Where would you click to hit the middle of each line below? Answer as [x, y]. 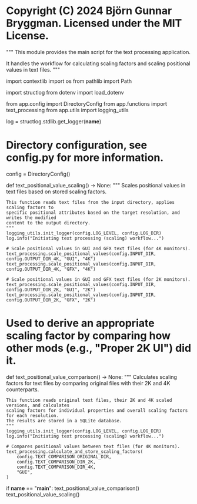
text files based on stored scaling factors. [56, 191]
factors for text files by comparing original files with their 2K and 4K [88, 383]
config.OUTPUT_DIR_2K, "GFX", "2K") [51, 300]
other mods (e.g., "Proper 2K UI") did [99, 348]
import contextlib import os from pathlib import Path [69, 81]
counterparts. [23, 389]
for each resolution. [33, 415]
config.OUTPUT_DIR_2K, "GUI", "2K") [51, 290]
